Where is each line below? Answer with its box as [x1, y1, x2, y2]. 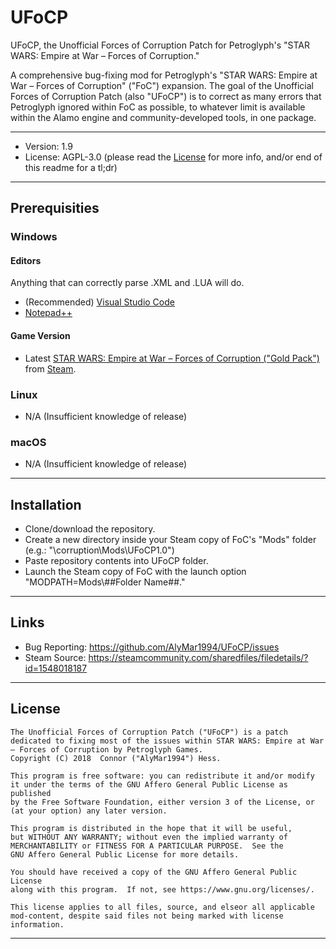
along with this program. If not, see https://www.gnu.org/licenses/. [10, 884, 315, 895]
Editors [10, 254, 42, 266]
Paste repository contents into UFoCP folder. [24, 555, 209, 567]
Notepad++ [24, 307, 73, 319]
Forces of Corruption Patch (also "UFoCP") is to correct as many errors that [10, 90, 322, 102]
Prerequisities [10, 200, 100, 217]
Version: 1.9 [24, 140, 73, 152]
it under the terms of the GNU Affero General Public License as [10, 779, 288, 790]
